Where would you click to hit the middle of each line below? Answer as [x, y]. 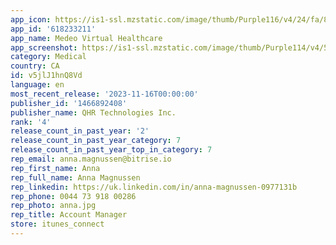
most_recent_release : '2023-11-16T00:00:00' [104, 94]
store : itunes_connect [57, 224]
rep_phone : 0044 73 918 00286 [73, 196]
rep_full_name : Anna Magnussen [75, 177]
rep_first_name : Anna [55, 168]
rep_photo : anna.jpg [53, 206]
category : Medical [48, 57]
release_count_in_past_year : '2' [80, 131]
